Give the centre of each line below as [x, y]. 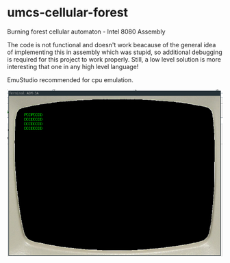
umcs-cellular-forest [68, 13]
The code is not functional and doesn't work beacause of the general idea [112, 45]
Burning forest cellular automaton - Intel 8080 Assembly [86, 32]
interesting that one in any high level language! [73, 66]
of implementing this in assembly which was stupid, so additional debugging [115, 52]
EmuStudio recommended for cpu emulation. [70, 79]
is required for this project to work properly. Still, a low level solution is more [114, 59]
